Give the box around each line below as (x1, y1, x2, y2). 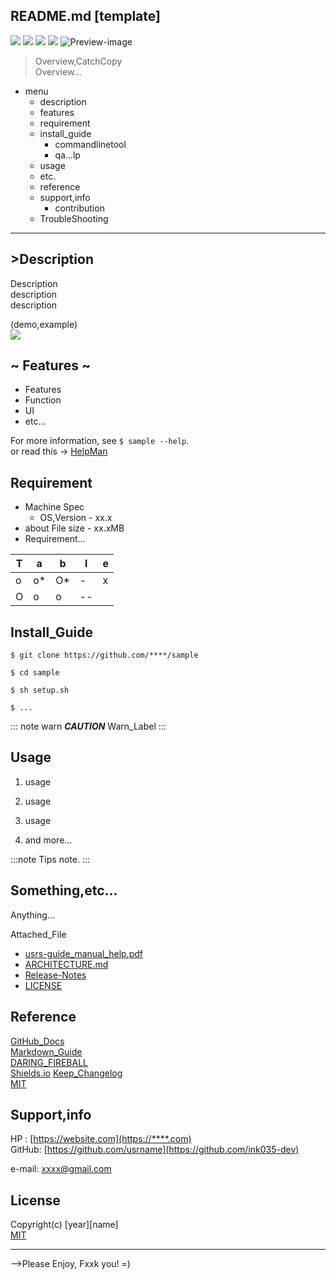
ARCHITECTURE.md (24, 958, 109, 970)
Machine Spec (24, 501, 85, 513)
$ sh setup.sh (10, 685, 70, 696)
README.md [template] (10, 8, 161, 25)
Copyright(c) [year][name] (10, 1219, 119, 1231)
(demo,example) (10, 318, 78, 330)
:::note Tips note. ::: (10, 853, 90, 865)
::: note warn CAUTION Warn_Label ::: (10, 720, 167, 733)
